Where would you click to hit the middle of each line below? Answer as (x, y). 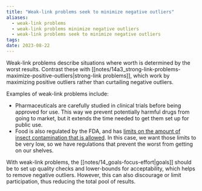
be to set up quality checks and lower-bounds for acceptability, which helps (101, 168)
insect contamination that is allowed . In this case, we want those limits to (106, 137)
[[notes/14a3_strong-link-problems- (136, 69)
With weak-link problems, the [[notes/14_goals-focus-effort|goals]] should (99, 162)
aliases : (17, 18)
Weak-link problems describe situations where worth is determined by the (98, 63)
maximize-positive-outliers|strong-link (54, 76)
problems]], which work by (136, 76)
